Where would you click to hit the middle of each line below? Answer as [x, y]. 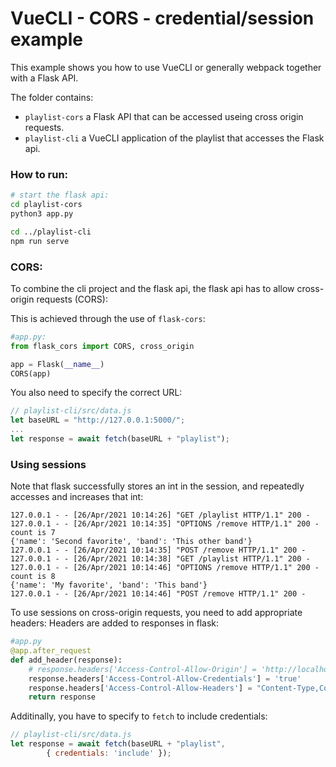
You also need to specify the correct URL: [96, 393]
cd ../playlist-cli [51, 232]
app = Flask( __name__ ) [57, 364]
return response [62, 697]
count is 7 [33, 533]
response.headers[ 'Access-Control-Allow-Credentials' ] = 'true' [165, 678]
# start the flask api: [60, 195]
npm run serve [40, 241]
